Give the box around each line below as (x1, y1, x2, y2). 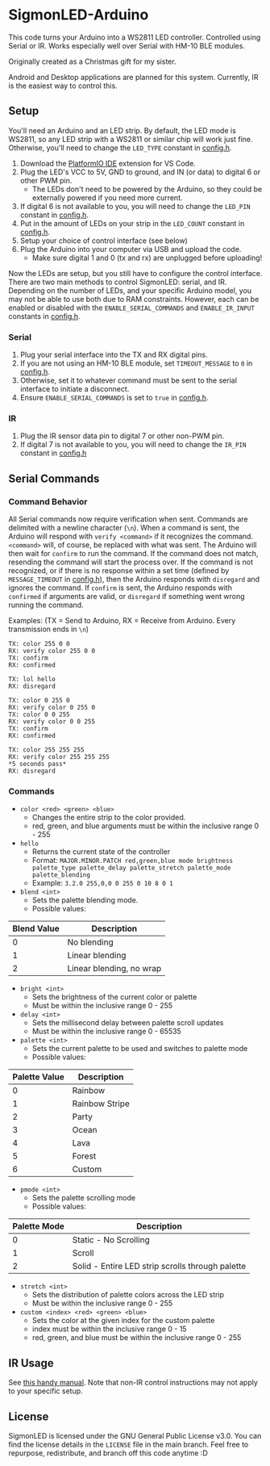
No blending (67, 936, 114, 948)
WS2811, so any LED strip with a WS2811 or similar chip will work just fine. (8, 134, 253, 144)
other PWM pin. (19, 175, 73, 185)
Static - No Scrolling (72, 1234, 151, 1246)
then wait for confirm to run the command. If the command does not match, (8, 549, 259, 559)
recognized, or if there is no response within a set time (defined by (8, 566, 230, 576)
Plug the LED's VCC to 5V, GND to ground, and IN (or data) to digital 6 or (19, 167, 260, 177)
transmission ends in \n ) (8, 624, 89, 635)
